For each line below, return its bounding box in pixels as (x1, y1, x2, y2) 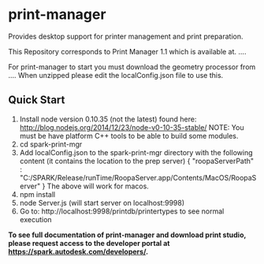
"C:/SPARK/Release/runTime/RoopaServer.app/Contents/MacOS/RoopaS (19, 173, 257, 182)
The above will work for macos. (46, 181, 150, 191)
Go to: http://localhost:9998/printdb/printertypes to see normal (19, 206, 225, 216)
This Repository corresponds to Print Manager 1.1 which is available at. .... (8, 46, 247, 56)
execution (19, 214, 53, 224)
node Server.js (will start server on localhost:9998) (19, 198, 185, 207)
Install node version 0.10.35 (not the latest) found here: (19, 114, 197, 124)
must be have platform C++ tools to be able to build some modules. (19, 131, 239, 140)
